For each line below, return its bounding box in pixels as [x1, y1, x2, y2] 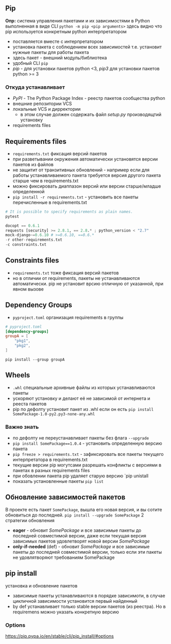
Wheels [5, 371, 31, 379]
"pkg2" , [14, 343, 31, 348]
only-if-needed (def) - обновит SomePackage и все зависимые [12, 543, 150, 550]
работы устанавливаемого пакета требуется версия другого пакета [12, 172, 161, 178]
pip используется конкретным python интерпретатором [5, 28, 127, 35]
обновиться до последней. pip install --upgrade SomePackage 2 [5, 512, 144, 518]
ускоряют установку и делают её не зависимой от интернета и [12, 395, 151, 401]
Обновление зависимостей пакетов [5, 493, 126, 502]
